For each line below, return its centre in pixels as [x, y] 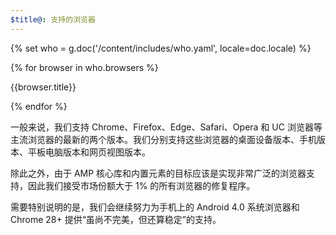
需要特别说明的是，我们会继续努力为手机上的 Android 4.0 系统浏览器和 [155, 207]
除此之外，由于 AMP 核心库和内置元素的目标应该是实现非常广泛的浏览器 [158, 173]
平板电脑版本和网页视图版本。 [89, 152]
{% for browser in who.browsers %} [84, 67]
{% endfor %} [39, 106]
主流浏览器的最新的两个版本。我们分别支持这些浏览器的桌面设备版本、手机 [163, 139]
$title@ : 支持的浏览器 [53, 19]
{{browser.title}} [43, 87]
